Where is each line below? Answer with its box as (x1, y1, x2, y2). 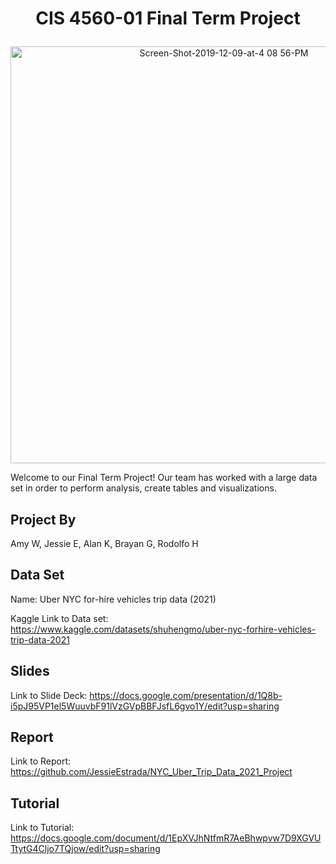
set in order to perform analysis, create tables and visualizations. (10, 482, 277, 494)
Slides (10, 663, 50, 680)
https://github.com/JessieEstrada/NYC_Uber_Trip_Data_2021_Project (10, 766, 293, 778)
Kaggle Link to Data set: (10, 612, 109, 624)
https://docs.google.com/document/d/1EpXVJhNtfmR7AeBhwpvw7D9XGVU (10, 832, 322, 844)
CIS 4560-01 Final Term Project (35, 7, 301, 30)
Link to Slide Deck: (10, 689, 88, 701)
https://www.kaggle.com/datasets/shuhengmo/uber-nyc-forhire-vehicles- (10, 623, 317, 635)
